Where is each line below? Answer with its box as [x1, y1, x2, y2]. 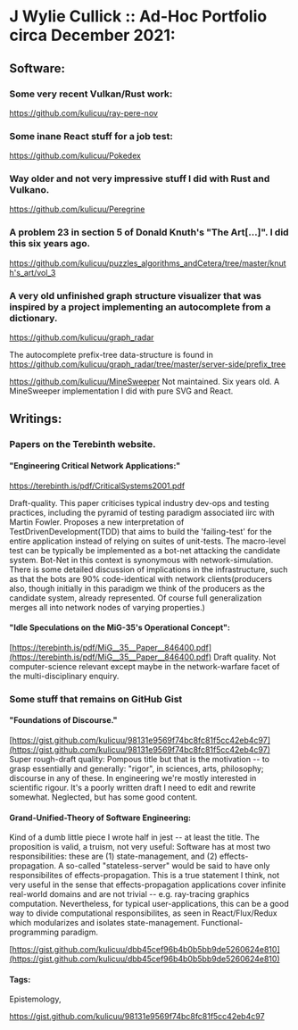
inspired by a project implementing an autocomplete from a [9, 301, 271, 313]
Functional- [201, 918, 244, 928]
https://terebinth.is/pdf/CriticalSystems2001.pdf [9, 480, 186, 491]
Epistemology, [9, 993, 62, 1005]
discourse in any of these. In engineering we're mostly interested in [9, 772, 257, 783]
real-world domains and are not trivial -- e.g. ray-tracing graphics [9, 889, 250, 900]
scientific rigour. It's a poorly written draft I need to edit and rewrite [9, 782, 256, 793]
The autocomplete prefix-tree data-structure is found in [9, 350, 214, 361]
